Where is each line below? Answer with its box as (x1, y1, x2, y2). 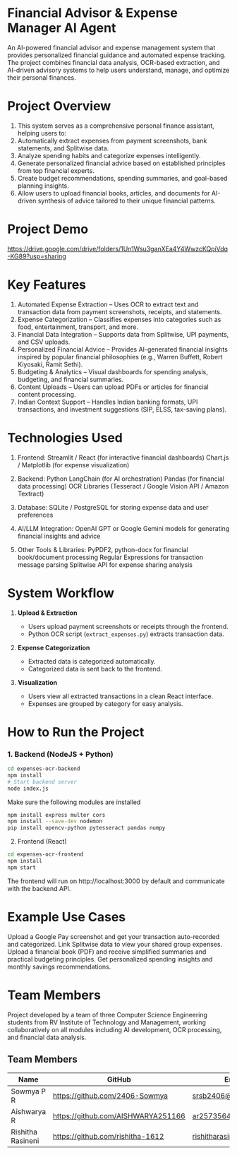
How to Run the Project (7, 724, 145, 740)
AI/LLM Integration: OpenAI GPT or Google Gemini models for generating (17, 524, 230, 532)
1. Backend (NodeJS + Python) (7, 749, 114, 759)
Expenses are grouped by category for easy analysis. (28, 699, 183, 707)
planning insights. (17, 181, 69, 190)
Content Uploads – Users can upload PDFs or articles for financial (17, 383, 209, 391)
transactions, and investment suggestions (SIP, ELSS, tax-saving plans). (17, 405, 227, 414)
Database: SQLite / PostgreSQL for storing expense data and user (17, 503, 209, 511)
